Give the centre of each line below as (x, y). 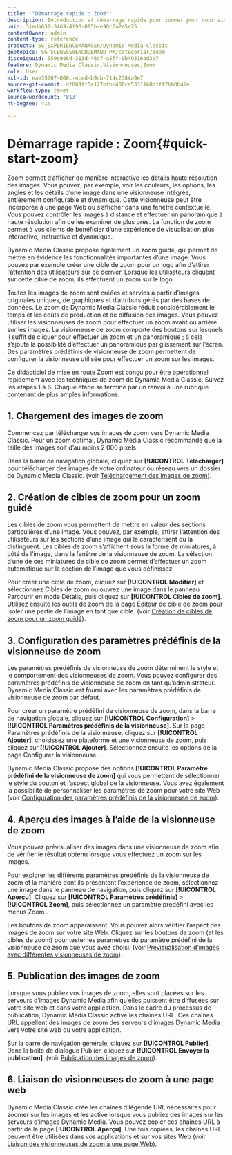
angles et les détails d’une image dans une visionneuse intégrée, (99, 192)
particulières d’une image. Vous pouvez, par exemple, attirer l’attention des (114, 532)
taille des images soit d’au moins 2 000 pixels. (72, 447)
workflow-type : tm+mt (38, 91)
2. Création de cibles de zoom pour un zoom (104, 498)
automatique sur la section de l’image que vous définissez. (91, 569)
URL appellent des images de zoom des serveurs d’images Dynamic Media (114, 1022)
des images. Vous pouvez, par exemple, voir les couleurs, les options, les (111, 185)
